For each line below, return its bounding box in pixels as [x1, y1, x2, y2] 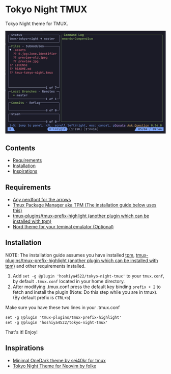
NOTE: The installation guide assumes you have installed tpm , [5, 252, 135, 258]
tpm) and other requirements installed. [5, 263, 85, 269]
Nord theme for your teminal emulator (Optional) [12, 223, 114, 229]
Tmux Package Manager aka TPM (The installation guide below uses [12, 202, 157, 208]
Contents [5, 144, 36, 152]
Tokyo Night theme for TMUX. [5, 20, 68, 27]
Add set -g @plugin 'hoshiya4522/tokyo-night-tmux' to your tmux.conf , [12, 272, 164, 279]
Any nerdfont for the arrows [12, 196, 71, 202]
